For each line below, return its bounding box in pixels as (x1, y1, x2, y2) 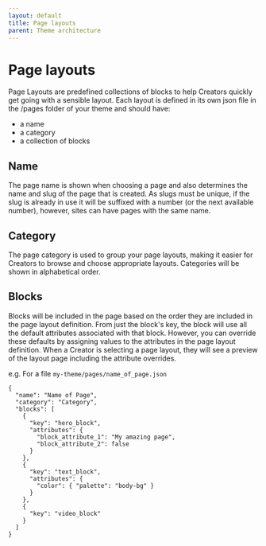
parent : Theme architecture (8, 26, 102, 34)
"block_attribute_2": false (37, 439, 129, 448)
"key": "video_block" (29, 509, 102, 517)
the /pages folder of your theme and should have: (8, 104, 171, 114)
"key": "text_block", (29, 467, 102, 476)
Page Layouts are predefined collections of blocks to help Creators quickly (8, 87, 253, 96)
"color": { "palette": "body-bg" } (37, 482, 155, 489)
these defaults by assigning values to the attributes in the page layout (8, 336, 236, 346)
